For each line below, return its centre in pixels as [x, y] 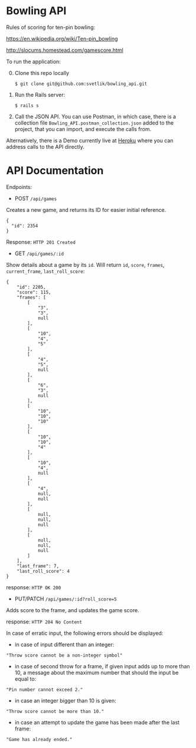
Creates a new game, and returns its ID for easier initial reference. [86, 210]
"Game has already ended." [39, 739]
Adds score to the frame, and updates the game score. [73, 610]
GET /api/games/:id [39, 253]
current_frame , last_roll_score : [45, 271]
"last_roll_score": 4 [43, 571]
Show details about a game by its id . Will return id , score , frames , [85, 264]
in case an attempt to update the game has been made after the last [97, 722]
